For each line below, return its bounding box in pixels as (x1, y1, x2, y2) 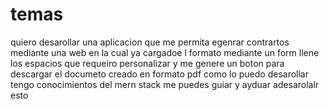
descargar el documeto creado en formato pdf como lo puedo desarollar (10, 68, 309, 80)
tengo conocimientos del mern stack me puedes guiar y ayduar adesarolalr (10, 78, 320, 90)
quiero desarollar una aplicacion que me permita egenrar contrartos (10, 36, 290, 48)
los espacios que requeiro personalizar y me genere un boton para (10, 57, 285, 69)
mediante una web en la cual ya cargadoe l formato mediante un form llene (10, 46, 320, 58)
